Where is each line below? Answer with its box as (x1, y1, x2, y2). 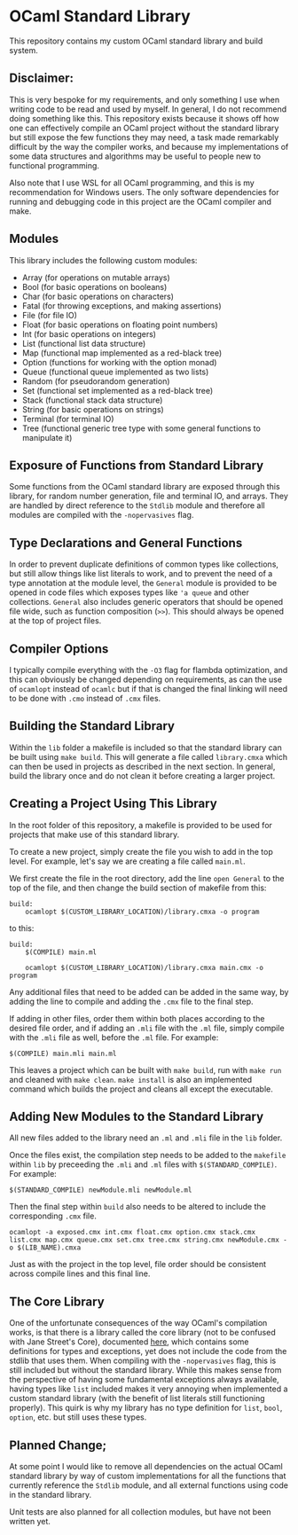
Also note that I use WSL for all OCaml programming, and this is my (9, 177, 255, 188)
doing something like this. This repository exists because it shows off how (9, 113, 279, 123)
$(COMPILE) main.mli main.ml (9, 1049, 117, 1058)
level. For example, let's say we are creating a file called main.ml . (9, 856, 246, 866)
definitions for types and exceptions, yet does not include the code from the (9, 1346, 287, 1357)
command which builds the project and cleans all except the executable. (9, 1084, 273, 1094)
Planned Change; (9, 1437, 107, 1453)
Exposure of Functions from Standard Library (9, 458, 264, 473)
